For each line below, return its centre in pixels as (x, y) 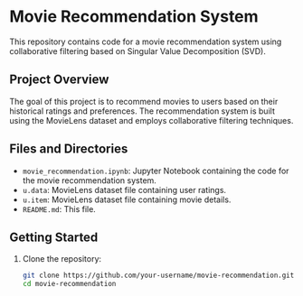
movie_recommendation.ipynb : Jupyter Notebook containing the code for (156, 171)
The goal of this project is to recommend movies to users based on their (144, 101)
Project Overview (59, 80)
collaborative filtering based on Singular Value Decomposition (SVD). (138, 51)
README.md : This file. (59, 208)
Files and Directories (69, 149)
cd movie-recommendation (69, 284)
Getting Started (54, 237)
